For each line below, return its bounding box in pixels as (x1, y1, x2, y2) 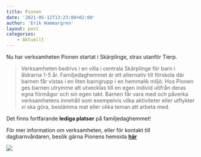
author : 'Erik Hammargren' (6, 20, 74, 26)
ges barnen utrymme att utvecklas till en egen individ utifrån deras (20, 84, 187, 91)
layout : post (6, 25, 39, 32)
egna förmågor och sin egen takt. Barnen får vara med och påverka (20, 91, 188, 97)
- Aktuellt (17, 37, 45, 43)
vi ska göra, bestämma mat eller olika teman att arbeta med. (20, 103, 170, 110)
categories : (6, 31, 36, 37)
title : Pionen (6, 8, 42, 15)
